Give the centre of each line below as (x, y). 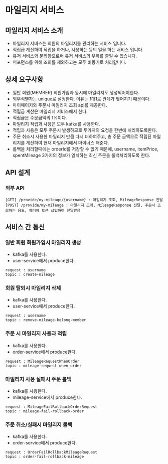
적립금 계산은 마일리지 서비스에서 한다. (50, 111)
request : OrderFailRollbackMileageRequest (51, 452)
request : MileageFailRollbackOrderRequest (51, 407)
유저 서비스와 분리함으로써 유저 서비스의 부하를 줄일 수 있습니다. (74, 56)
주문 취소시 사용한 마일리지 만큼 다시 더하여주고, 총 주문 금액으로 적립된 (82, 136)
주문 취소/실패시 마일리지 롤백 (39, 425)
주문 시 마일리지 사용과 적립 (36, 334)
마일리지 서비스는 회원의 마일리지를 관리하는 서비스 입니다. (69, 43)
